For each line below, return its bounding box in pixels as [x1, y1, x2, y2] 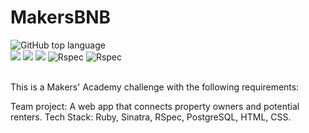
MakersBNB [10, 6, 112, 29]
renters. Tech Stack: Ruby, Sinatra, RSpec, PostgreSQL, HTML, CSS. [10, 111, 292, 123]
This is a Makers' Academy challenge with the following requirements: [10, 81, 300, 93]
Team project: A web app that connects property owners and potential [10, 100, 300, 112]
